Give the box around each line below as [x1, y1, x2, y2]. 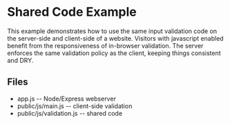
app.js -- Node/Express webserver [17, 94, 116, 103]
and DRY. [7, 56, 34, 64]
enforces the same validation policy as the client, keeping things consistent [7, 49, 221, 57]
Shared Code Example [7, 4, 137, 20]
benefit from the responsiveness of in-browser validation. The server [7, 41, 204, 50]
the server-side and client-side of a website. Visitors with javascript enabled [7, 34, 224, 42]
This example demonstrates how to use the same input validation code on [7, 27, 218, 35]
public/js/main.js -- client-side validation [17, 101, 133, 110]
